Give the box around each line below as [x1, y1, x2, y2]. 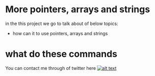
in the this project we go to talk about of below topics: [5, 20, 118, 27]
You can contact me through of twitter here [5, 65, 96, 71]
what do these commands [5, 48, 118, 60]
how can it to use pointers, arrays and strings [12, 30, 108, 36]
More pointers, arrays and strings [5, 4, 150, 15]
